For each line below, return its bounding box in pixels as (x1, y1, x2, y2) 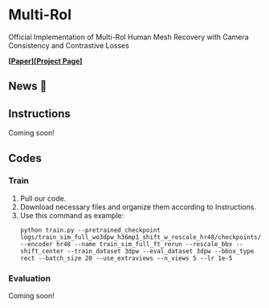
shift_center (19, 247, 64, 255)
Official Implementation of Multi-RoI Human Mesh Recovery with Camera (8, 32, 249, 42)
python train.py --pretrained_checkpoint (19, 226, 161, 234)
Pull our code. (19, 193, 67, 203)
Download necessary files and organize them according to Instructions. (19, 202, 257, 212)
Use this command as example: (19, 210, 124, 220)
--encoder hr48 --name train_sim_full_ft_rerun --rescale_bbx (19, 240, 233, 248)
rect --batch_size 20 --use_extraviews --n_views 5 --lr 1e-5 (19, 254, 233, 262)
